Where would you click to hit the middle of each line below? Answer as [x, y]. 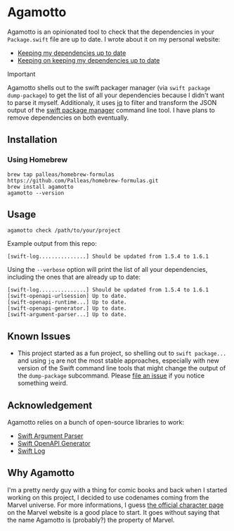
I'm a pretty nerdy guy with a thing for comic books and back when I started [117, 489]
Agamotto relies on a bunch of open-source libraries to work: [96, 423]
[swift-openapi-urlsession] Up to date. [67, 296]
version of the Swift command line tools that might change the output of [122, 368]
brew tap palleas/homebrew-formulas [61, 174]
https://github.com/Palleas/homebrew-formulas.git [83, 180]
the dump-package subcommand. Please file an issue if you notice [111, 376]
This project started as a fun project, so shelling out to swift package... [122, 354]
